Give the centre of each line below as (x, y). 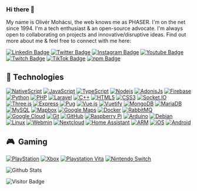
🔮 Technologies (35, 77)
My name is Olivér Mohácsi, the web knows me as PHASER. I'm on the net (96, 22)
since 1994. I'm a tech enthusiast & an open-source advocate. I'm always (95, 28)
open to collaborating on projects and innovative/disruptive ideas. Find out (96, 35)
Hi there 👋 (21, 9)
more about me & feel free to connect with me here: (69, 41)
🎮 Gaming (27, 141)
